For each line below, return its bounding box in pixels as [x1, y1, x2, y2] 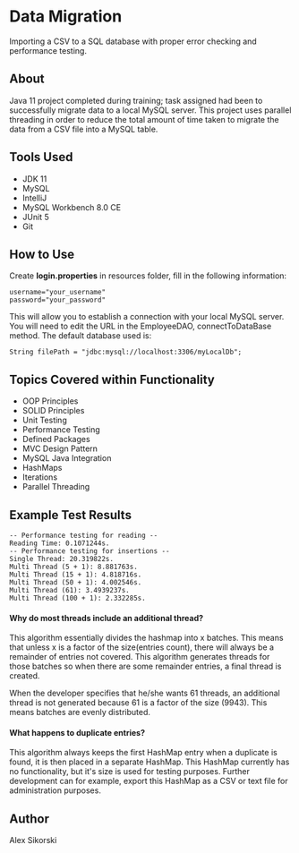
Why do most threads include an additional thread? [9, 612, 204, 623]
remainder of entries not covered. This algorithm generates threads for [9, 652, 270, 662]
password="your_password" [9, 295, 106, 305]
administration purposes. [9, 785, 101, 796]
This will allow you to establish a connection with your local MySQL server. [9, 311, 285, 322]
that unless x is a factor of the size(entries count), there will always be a [9, 642, 275, 653]
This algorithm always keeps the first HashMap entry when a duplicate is [9, 747, 278, 758]
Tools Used [9, 149, 73, 165]
